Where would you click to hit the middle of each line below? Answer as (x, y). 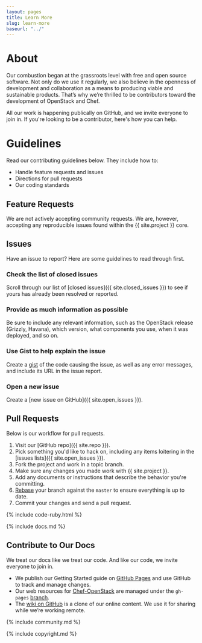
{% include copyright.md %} (42, 633)
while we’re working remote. (50, 610)
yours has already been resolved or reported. (62, 294)
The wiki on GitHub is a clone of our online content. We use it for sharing (105, 604)
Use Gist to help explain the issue (56, 351)
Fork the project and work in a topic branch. (69, 464)
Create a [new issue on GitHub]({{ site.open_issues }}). (74, 399)
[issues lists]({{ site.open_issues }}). (60, 458)
